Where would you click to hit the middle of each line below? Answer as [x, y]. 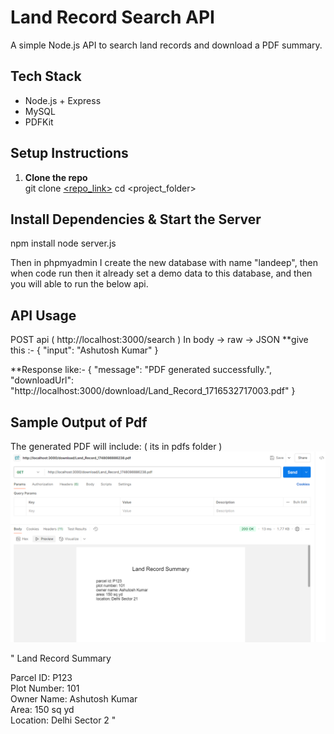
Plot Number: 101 [45, 688]
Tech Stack [46, 76]
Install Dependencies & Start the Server [136, 219]
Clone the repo [56, 177]
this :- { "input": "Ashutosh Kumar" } [84, 350]
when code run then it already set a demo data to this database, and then [161, 273]
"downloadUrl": [42, 380]
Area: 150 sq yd [42, 710]
